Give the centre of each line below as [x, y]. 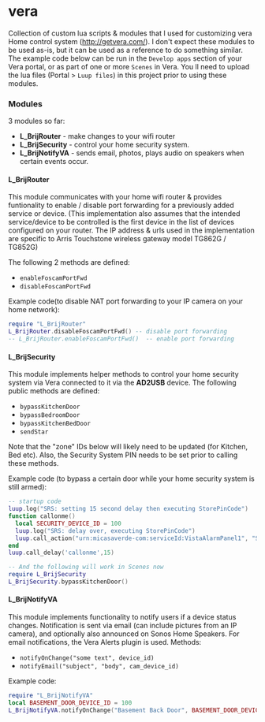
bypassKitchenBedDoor [55, 424]
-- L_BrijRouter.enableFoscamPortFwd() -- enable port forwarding [121, 339]
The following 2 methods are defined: [69, 262]
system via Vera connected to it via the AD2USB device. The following [122, 383]
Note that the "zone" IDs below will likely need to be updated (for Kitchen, [128, 447]
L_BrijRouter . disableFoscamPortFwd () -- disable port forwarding [118, 332]
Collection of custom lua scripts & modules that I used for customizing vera [130, 33]
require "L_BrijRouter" [47, 324]
